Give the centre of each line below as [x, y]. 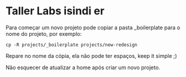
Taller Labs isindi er [55, 11]
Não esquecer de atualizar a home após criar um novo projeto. [83, 67]
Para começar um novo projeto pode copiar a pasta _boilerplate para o [93, 27]
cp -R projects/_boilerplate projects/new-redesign [71, 45]
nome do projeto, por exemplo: [44, 33]
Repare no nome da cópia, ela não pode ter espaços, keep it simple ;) [91, 56]
